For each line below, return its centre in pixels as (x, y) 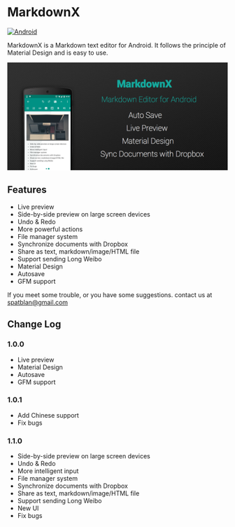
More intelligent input (48, 471)
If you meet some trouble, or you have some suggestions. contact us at (110, 294)
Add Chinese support (48, 415)
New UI (28, 508)
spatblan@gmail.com (38, 302)
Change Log (34, 324)
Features (27, 190)
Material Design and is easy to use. (58, 53)
